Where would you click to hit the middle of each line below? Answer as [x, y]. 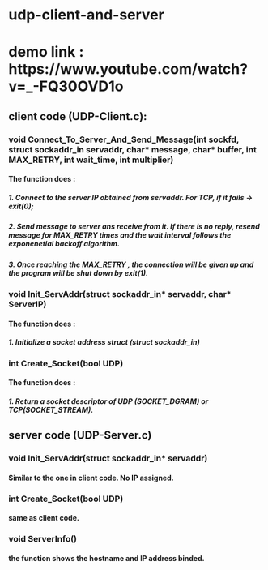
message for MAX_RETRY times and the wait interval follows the [120, 235]
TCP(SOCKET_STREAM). [51, 409]
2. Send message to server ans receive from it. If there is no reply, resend [134, 227]
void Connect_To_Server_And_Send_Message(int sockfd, [124, 139]
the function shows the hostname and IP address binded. [106, 558]
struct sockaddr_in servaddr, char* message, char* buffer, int [132, 149]
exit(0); [21, 206]
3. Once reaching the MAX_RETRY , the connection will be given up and [131, 264]
